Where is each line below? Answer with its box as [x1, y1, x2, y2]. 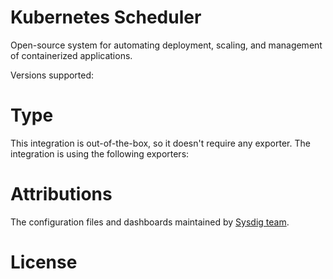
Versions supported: [10, 69, 95, 81]
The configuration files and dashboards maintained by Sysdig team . [10, 216, 290, 228]
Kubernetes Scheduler [10, 6, 202, 29]
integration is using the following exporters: [10, 147, 190, 160]
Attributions [10, 183, 113, 206]
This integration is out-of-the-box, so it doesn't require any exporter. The [10, 137, 311, 149]
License [10, 251, 78, 273]
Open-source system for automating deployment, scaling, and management [10, 39, 323, 51]
